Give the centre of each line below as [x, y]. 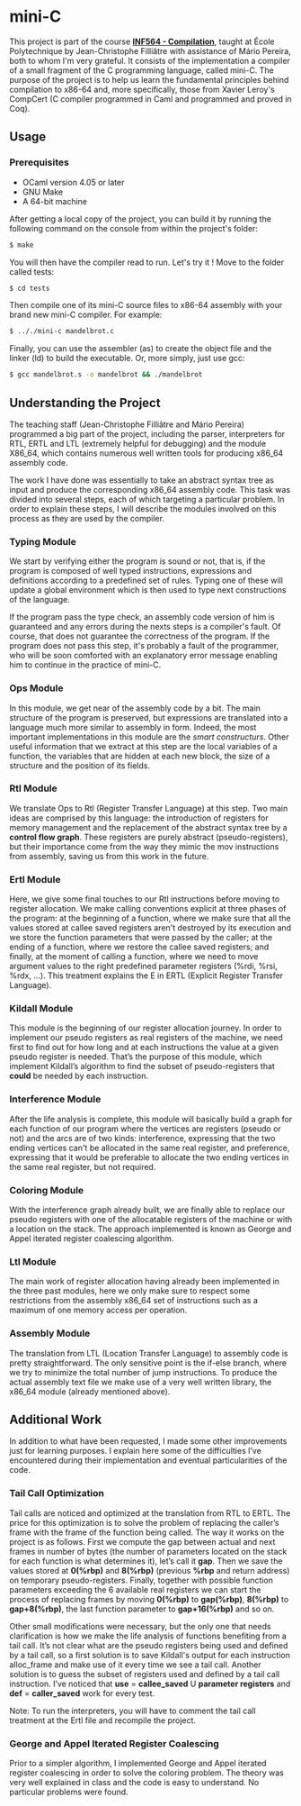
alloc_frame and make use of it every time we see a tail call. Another [136, 1665]
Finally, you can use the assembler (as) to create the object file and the [141, 349]
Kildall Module [41, 1009]
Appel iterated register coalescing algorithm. [92, 1239]
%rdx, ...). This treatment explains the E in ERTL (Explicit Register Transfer [146, 976]
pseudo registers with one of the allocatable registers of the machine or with [151, 1220]
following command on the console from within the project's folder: [134, 228]
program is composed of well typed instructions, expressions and [131, 571]
